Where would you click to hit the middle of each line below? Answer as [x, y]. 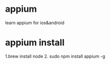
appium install [35, 43]
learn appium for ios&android [35, 23]
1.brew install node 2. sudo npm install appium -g [55, 56]
